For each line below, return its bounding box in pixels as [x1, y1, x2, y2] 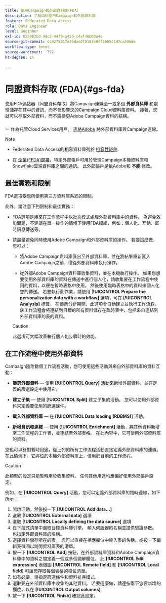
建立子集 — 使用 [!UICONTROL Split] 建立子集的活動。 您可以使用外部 [12, 397, 155, 402]
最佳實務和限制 [5, 179, 51, 187]
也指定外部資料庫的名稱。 [12, 531, 65, 537]
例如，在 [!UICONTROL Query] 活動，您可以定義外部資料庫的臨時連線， [5, 489, 152, 495]
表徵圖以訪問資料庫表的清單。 [16, 543, 78, 549]
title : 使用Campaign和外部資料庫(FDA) [5, 8, 79, 13]
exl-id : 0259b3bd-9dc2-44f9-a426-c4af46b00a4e [5, 34, 103, 39]
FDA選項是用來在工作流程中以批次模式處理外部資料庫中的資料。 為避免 [12, 214, 157, 220]
